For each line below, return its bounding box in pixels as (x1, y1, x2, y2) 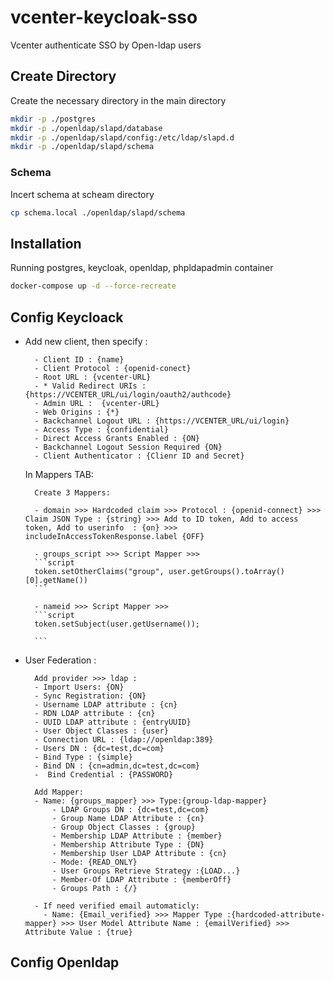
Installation (10, 235, 82, 252)
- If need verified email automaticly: (34, 901, 200, 911)
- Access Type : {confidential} (34, 424, 169, 435)
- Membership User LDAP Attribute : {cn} (51, 848, 227, 858)
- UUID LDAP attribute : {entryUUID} (34, 717, 192, 727)
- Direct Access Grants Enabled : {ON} (34, 433, 200, 443)
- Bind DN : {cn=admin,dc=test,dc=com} (34, 761, 200, 771)
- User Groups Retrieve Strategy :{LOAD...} (51, 866, 241, 876)
